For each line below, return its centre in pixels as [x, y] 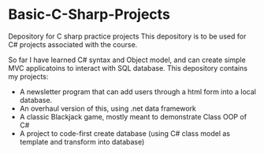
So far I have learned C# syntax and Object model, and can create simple [127, 60]
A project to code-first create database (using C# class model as [125, 133]
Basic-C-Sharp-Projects [89, 15]
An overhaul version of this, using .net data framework [108, 108]
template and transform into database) [82, 141]
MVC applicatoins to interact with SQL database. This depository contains [128, 68]
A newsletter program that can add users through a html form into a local [138, 91]
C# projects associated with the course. [73, 44]
